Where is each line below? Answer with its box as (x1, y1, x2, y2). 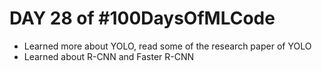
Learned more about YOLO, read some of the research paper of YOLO (23, 40, 312, 52)
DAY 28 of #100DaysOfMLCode (9, 7, 276, 30)
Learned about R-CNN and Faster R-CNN (23, 50, 195, 62)
